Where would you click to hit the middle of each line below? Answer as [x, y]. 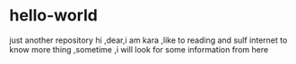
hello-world [54, 16]
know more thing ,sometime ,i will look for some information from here [139, 49]
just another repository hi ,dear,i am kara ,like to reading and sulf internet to [148, 40]
